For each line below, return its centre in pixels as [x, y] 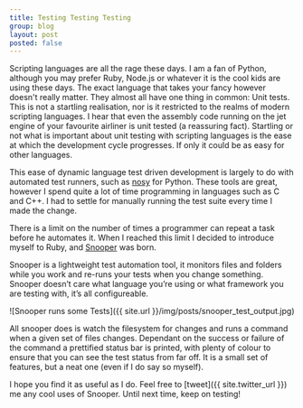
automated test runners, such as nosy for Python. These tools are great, [143, 182]
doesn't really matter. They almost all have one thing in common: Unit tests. [150, 97]
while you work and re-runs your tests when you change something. [137, 274]
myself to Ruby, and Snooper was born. [83, 247]
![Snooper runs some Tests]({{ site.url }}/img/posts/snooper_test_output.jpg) [152, 311]
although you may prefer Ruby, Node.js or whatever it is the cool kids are [145, 79]
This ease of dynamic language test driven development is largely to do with [151, 172]
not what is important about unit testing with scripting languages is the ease [151, 135]
